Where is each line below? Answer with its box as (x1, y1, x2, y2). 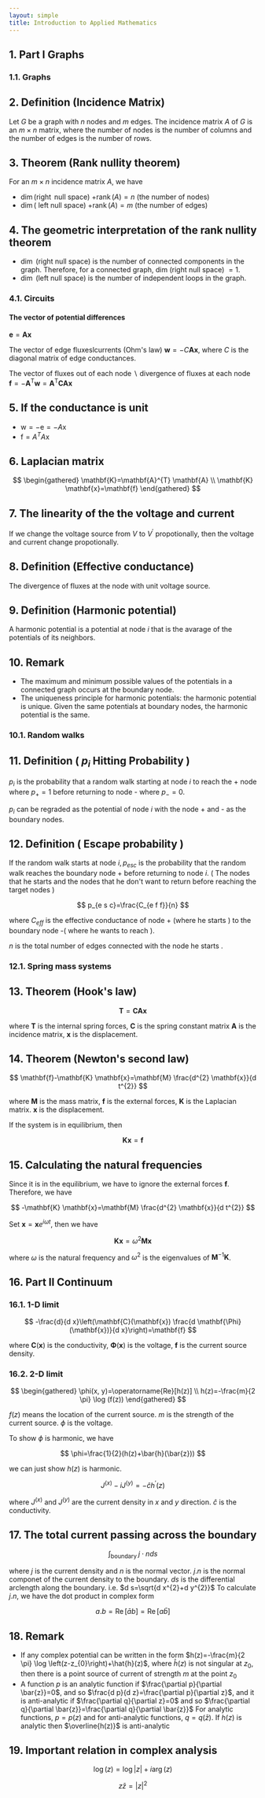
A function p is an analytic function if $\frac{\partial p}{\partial (20, 1679, 223, 1689)
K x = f (122, 1135, 144, 1145)
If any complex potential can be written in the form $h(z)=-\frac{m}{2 (20, 1650, 245, 1660)
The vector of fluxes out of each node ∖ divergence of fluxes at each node (9, 369, 251, 378)
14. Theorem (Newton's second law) (9, 1052, 190, 1066)
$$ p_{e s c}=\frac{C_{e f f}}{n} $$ (76, 900, 190, 910)
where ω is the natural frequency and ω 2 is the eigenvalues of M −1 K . (9, 1251, 231, 1262)
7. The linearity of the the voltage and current (9, 507, 235, 520)
